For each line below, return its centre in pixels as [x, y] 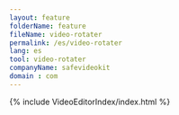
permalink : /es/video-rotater [66, 43]
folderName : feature [48, 26]
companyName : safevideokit [60, 68]
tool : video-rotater [48, 59]
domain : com [34, 76]
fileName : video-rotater [56, 34]
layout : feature [40, 18]
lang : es [26, 51]
